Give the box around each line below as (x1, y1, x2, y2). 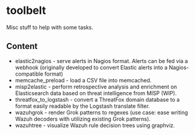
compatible (15, 70, 44, 77)
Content (6, 41, 38, 51)
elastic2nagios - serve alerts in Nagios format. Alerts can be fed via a (15, 57, 188, 64)
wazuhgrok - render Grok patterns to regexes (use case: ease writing (15, 108, 188, 116)
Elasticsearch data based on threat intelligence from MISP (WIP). (15, 89, 177, 97)
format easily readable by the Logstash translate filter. (15, 102, 150, 110)
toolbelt (6, 4, 47, 18)
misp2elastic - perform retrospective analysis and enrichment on (15, 83, 177, 90)
